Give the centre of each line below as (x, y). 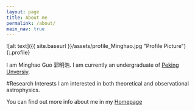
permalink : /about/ (31, 23)
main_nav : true (26, 29)
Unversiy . (18, 72)
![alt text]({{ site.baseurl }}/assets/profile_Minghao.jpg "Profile (84, 46)
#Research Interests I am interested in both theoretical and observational (97, 84)
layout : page (23, 12)
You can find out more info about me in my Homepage (74, 102)
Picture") (175, 46)
